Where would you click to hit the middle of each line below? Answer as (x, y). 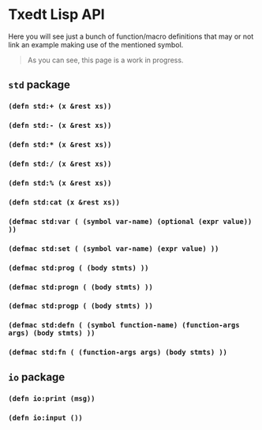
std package (39, 85)
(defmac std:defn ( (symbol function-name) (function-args (124, 325)
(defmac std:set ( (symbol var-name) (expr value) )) (114, 249)
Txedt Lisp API (56, 15)
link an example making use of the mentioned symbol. (96, 44)
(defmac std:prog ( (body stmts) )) (79, 267)
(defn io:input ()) (45, 417)
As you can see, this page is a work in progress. (105, 60)
